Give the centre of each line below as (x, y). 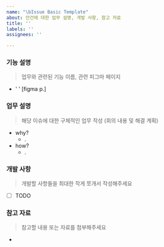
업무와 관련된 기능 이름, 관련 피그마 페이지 (71, 77)
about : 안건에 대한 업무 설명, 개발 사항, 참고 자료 (64, 18)
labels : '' (20, 29)
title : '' (19, 23)
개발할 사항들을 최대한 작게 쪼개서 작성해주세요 (77, 184)
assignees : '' (24, 35)
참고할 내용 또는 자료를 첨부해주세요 (64, 227)
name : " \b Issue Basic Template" (47, 12)
